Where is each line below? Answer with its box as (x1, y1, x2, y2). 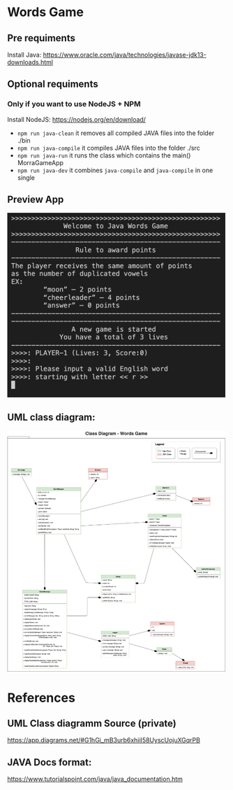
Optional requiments (7, 78, 99, 90)
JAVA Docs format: (7, 756, 92, 768)
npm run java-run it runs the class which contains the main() (17, 151, 191, 160)
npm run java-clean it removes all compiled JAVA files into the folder (17, 129, 215, 137)
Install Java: (7, 50, 42, 59)
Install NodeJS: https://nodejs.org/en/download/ (7, 115, 146, 123)
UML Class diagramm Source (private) (7, 718, 176, 730)
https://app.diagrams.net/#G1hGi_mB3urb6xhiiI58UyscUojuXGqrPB (7, 736, 201, 745)
